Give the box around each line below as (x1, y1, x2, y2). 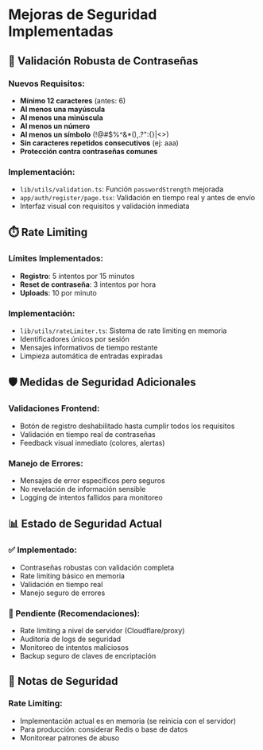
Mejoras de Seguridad (8, 6, 157, 24)
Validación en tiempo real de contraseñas (19, 429, 157, 439)
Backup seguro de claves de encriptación (19, 651, 157, 661)
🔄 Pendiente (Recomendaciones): (8, 608, 141, 619)
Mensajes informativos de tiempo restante (19, 343, 158, 353)
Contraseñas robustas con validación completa (19, 562, 175, 572)
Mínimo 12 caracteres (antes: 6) (19, 95, 126, 105)
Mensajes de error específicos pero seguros (19, 476, 165, 485)
